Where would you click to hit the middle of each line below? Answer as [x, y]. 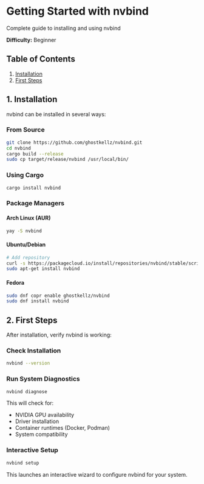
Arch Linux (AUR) [29, 218]
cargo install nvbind [34, 188]
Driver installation [37, 421]
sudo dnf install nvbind [38, 301]
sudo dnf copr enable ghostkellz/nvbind [58, 296]
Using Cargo [25, 175]
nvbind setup [23, 463]
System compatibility [41, 435]
